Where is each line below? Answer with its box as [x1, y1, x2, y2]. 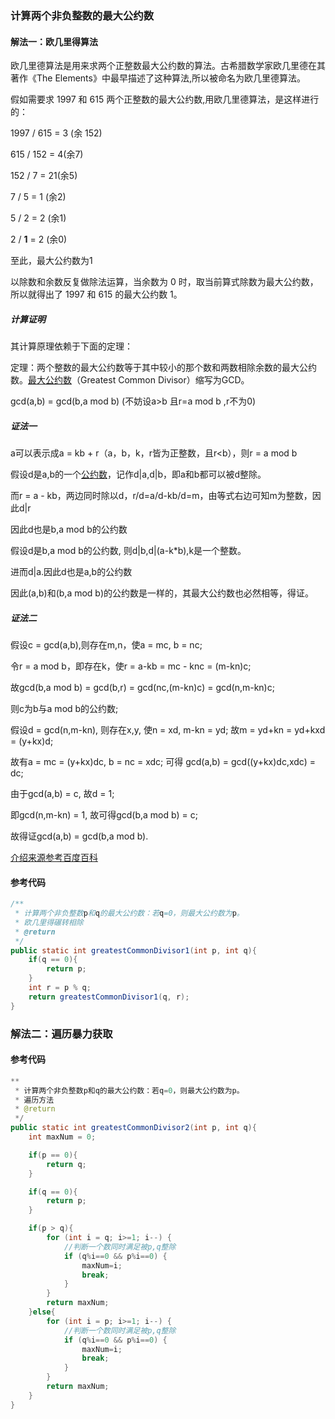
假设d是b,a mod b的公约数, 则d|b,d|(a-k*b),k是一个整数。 [10, 545, 247, 557]
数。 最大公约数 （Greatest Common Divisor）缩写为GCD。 [10, 374, 250, 386]
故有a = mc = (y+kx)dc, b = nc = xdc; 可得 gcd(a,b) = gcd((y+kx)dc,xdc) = [10, 756, 317, 768]
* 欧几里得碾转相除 [14, 917, 84, 927]
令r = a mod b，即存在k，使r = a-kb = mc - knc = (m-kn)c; [10, 660, 252, 672]
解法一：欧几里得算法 [10, 35, 98, 47]
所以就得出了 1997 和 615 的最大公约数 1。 [10, 288, 183, 301]
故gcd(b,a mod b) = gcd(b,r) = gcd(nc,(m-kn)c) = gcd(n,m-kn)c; [10, 682, 275, 694]
